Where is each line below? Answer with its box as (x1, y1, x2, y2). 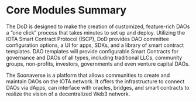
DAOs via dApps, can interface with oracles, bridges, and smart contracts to (6, 84, 190, 91)
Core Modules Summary (6, 4, 127, 17)
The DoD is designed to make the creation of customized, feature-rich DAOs (6, 23, 190, 30)
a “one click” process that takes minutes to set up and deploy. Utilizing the (6, 29, 185, 36)
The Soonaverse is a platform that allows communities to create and (6, 72, 170, 79)
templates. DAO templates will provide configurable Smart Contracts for (6, 47, 179, 55)
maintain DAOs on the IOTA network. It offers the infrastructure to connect (6, 77, 185, 85)
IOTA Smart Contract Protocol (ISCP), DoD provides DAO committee (6, 35, 170, 42)
